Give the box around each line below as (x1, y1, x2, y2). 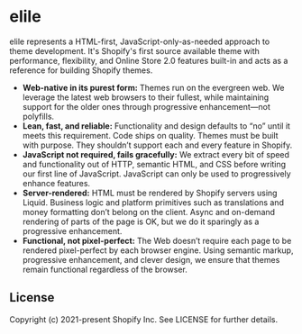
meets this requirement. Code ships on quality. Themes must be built (22, 130, 279, 140)
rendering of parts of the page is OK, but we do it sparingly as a (22, 216, 260, 227)
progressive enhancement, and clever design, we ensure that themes (22, 254, 280, 265)
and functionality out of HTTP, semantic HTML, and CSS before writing (22, 158, 287, 169)
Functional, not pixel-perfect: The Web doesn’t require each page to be (22, 235, 292, 246)
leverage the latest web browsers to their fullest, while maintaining (22, 92, 270, 103)
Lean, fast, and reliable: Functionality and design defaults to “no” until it (22, 120, 291, 131)
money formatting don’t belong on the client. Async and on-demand (22, 206, 276, 217)
